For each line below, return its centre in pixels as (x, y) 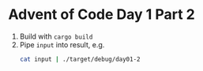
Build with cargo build (56, 36)
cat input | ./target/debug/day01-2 (80, 59)
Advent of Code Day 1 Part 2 (101, 15)
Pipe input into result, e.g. (62, 44)
